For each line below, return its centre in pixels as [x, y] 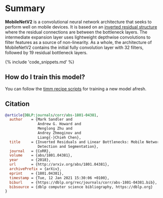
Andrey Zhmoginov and [59, 133]
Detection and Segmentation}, [68, 146]
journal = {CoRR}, [30, 151]
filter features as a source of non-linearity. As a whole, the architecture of [78, 42]
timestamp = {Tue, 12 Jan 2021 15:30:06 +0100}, [59, 178]
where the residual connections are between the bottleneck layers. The [76, 32]
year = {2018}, [30, 160]
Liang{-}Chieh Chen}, [59, 137]
